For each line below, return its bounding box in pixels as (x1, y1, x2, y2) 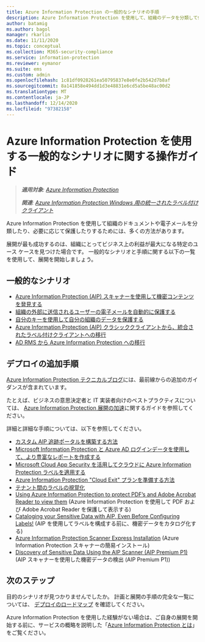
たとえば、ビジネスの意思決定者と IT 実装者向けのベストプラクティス (6, 396, 180, 404)
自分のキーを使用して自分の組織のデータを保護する (15, 316, 144, 323)
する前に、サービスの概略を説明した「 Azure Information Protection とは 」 (11, 621, 198, 629)
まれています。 (32, 383, 70, 391)
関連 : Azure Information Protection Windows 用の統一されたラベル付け (21, 199, 199, 206)
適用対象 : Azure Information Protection (21, 186, 119, 194)
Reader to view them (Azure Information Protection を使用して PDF (15, 498, 183, 505)
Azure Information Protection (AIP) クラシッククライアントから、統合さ (15, 323, 194, 331)
